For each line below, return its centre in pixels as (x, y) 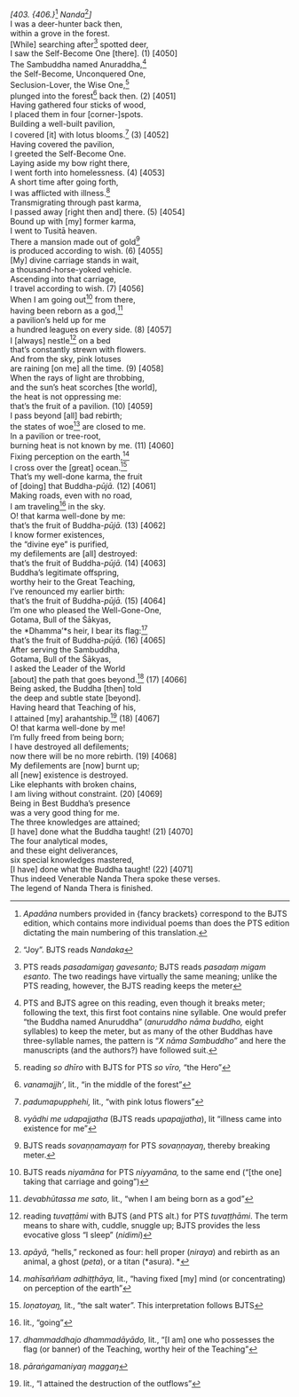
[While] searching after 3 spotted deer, (79, 43)
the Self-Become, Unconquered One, (78, 74)
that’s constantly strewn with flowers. (78, 350)
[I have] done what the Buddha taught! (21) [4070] (102, 831)
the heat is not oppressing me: (66, 397)
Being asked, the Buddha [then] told (76, 689)
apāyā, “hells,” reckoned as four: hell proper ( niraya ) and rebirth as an (151, 1251)
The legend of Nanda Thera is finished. (82, 888)
